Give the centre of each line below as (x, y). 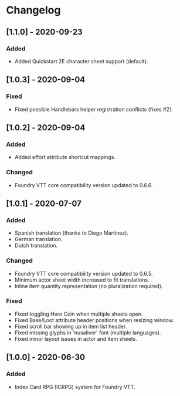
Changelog (33, 10)
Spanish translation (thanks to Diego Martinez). (72, 233)
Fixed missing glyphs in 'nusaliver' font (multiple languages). (88, 333)
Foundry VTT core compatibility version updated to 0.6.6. (84, 185)
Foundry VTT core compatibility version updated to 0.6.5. (84, 273)
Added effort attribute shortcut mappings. (65, 157)
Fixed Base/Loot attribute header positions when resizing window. (94, 320)
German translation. (38, 239)
